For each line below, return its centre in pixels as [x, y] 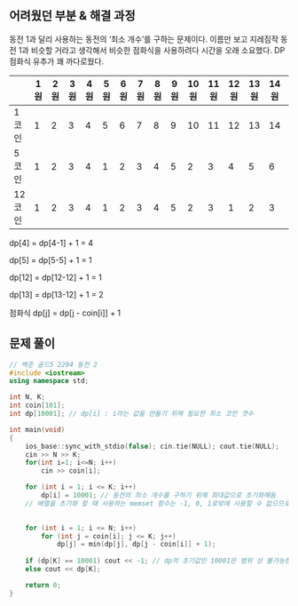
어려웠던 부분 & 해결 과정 [72, 16]
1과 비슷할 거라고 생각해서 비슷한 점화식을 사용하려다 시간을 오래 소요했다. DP [152, 50]
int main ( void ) [37, 429]
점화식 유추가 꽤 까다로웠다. [57, 61]
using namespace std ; [49, 381]
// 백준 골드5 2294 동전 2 [53, 364]
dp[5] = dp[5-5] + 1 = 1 [51, 259]
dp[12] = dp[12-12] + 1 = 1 [55, 277]
